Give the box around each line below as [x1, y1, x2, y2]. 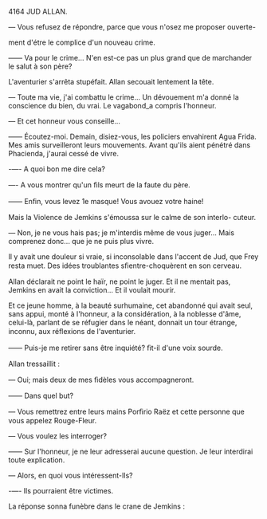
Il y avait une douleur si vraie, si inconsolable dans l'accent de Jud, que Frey [8, 252, 259, 261]
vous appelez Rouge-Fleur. [8, 416, 97, 425]
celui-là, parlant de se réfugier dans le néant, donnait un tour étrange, [8, 318, 238, 327]
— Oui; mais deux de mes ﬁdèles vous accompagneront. [8, 375, 194, 384]
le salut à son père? [8, 61, 73, 71]
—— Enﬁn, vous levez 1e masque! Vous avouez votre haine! [8, 197, 204, 206]
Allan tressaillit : [8, 359, 61, 368]
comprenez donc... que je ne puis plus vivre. [8, 237, 154, 246]
